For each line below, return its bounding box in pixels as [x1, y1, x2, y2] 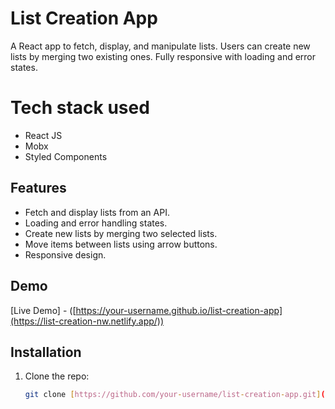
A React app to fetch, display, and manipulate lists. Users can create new [10, 40, 311, 52]
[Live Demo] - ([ [10, 304, 77, 316]
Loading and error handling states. [24, 217, 168, 229]
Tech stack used [10, 97, 150, 119]
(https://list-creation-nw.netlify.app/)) [10, 315, 165, 327]
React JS [24, 129, 63, 141]
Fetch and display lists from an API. [24, 206, 170, 218]
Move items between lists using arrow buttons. [24, 238, 218, 250]
